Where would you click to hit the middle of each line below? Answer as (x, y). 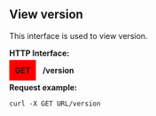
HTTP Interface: (39, 53)
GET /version (44, 70)
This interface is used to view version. (78, 35)
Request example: (43, 87)
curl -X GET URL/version (55, 104)
